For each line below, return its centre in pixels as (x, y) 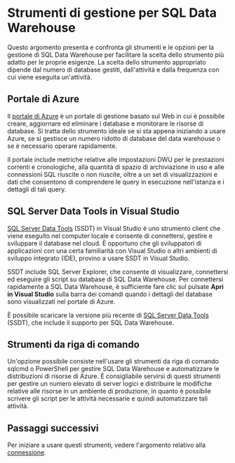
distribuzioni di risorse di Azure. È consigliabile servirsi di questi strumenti (114, 376)
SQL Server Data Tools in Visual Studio (94, 212)
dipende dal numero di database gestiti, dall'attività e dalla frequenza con (113, 69)
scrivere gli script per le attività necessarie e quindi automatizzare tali (108, 398)
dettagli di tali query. (37, 189)
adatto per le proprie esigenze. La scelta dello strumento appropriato (107, 62)
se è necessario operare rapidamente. (62, 146)
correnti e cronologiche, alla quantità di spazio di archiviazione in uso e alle (116, 167)
